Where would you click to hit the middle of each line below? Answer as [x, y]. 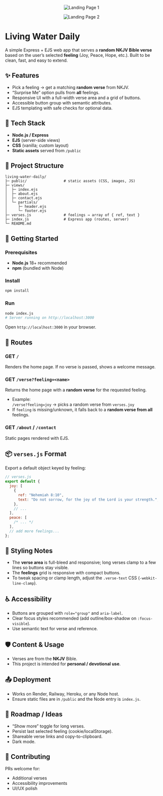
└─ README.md [18, 224]
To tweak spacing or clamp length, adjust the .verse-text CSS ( [76, 578]
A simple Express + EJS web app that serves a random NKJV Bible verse [79, 50]
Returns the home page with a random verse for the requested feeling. [76, 390]
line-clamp [23, 584]
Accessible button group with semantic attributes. [62, 103]
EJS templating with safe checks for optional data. [62, 108]
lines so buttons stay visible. [40, 568]
